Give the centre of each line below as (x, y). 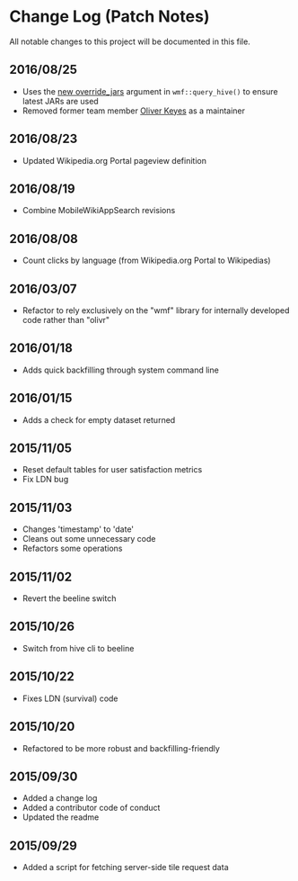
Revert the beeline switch (69, 598)
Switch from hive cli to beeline (78, 648)
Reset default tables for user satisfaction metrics (112, 470)
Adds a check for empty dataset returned (99, 419)
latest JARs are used (60, 101)
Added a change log (60, 798)
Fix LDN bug (45, 480)
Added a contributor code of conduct (91, 808)
